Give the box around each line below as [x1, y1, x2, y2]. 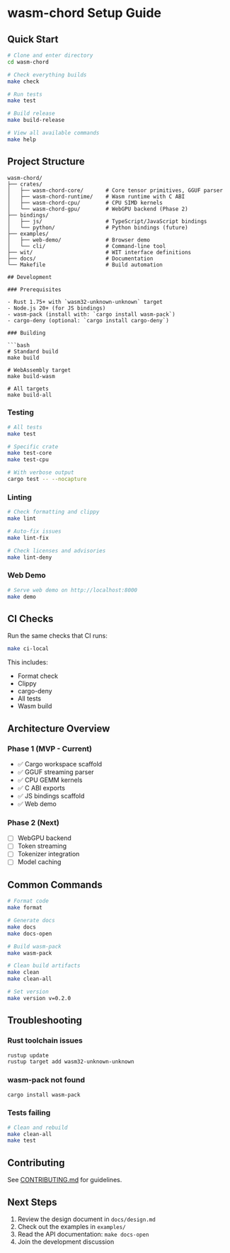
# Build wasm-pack [7, 943, 62, 950]
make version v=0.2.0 [7, 994, 71, 1002]
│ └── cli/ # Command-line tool [7, 242, 166, 249]
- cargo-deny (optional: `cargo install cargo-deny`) [7, 317, 170, 324]
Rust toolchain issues [7, 1036, 83, 1045]
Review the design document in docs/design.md [17, 1215, 156, 1223]
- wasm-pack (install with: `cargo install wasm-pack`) [7, 310, 176, 318]
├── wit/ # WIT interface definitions [7, 249, 192, 256]
